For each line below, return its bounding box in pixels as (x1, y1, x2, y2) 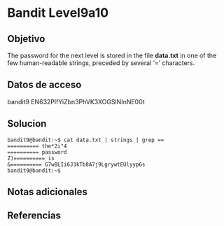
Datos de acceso (7, 79, 82, 91)
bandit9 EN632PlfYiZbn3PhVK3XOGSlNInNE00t (7, 97, 145, 106)
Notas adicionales (7, 186, 87, 198)
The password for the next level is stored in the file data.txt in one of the (7, 51, 217, 59)
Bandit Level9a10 (7, 5, 109, 21)
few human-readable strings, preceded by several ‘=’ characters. (7, 59, 195, 67)
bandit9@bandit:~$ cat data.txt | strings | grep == (7, 136, 164, 143)
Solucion (7, 118, 47, 130)
